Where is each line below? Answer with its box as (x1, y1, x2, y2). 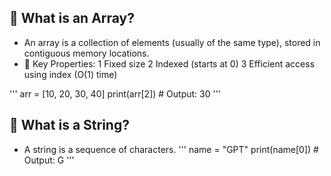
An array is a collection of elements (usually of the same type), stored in (23, 36, 321, 48)
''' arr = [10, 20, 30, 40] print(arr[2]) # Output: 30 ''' (9, 87, 222, 100)
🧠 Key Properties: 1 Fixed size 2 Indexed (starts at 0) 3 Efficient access (23, 57, 316, 70)
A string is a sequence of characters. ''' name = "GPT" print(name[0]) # (23, 143, 319, 155)
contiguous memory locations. (23, 47, 150, 59)
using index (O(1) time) (23, 68, 118, 80)
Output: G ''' (23, 154, 75, 166)
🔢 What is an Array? (9, 10, 136, 27)
